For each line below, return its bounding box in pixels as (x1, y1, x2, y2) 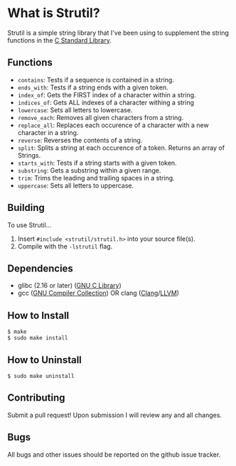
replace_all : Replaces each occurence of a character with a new (17, 121, 209, 129)
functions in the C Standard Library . (7, 36, 112, 44)
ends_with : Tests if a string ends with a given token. (17, 83, 168, 92)
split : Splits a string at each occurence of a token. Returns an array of (17, 143, 225, 152)
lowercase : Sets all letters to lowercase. (17, 105, 133, 114)
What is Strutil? (7, 5, 101, 21)
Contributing (7, 392, 65, 404)
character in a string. (17, 128, 79, 136)
